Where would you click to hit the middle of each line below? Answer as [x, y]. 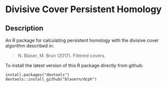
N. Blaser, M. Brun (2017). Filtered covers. [62, 55]
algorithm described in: [30, 46]
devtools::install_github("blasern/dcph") [51, 79]
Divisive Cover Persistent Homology [83, 9]
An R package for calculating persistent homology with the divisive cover [82, 40]
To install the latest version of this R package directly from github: [75, 65]
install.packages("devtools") [38, 75]
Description [24, 28]
